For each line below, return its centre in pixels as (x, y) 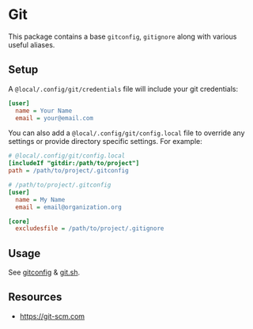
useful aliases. (32, 44)
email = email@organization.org (69, 207)
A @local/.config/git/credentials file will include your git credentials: (123, 89)
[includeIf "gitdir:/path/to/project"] (74, 164)
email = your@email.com (54, 118)
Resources (35, 297)
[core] (19, 221)
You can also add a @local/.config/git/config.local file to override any (126, 133)
